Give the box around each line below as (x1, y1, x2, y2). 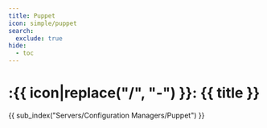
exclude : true (15, 34, 63, 43)
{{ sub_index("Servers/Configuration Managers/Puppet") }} (8, 110, 205, 120)
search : (8, 27, 35, 35)
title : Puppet (8, 11, 56, 20)
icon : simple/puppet (8, 19, 78, 27)
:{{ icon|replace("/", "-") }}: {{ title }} (8, 84, 260, 102)
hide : (8, 42, 27, 50)
